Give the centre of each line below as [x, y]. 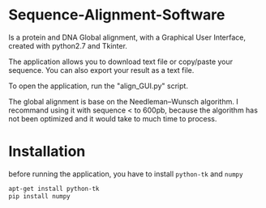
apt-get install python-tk [54, 189]
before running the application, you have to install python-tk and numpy [126, 174]
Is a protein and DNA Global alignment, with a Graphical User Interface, [127, 37]
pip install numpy [39, 196]
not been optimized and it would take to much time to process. [113, 118]
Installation [47, 152]
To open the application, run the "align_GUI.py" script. [99, 86]
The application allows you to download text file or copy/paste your [121, 62]
